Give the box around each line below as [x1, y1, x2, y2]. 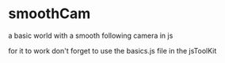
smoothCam [8, 5, 91, 23]
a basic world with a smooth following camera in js [8, 31, 174, 40]
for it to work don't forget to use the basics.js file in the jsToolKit [8, 46, 217, 55]
